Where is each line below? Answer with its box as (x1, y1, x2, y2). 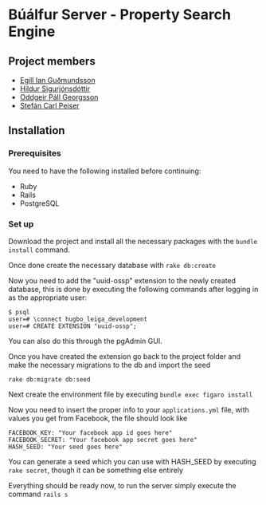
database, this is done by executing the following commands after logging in (8, 284, 259, 294)
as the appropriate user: (8, 293, 88, 302)
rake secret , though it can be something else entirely (8, 465, 184, 475)
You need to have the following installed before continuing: (8, 166, 201, 176)
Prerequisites (8, 148, 61, 159)
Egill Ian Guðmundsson (19, 76, 96, 85)
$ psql (8, 308, 30, 316)
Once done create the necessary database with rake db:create (8, 260, 217, 270)
